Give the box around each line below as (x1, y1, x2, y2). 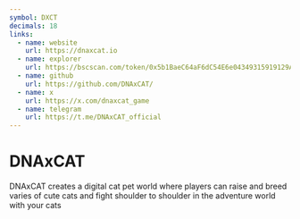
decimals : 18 (9, 21, 58, 30)
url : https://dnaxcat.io (25, 46, 118, 55)
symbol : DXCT (9, 13, 58, 22)
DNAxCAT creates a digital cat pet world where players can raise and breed (9, 181, 287, 192)
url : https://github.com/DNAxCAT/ (25, 80, 154, 88)
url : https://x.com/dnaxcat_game (25, 96, 150, 105)
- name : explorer (17, 55, 82, 63)
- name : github (17, 72, 74, 80)
